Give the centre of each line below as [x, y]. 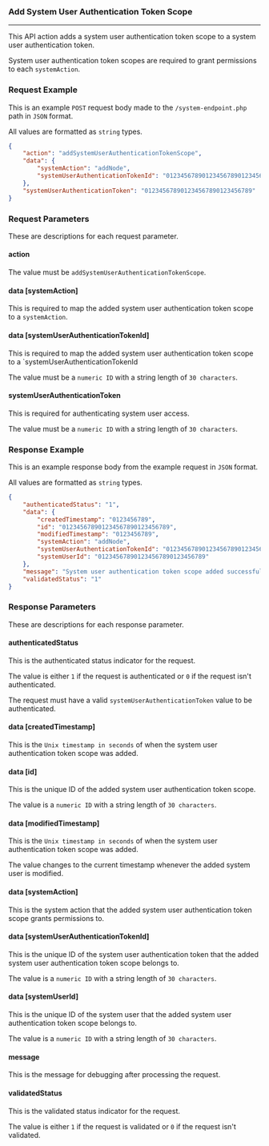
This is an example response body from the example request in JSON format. [133, 467]
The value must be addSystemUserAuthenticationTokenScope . [107, 272]
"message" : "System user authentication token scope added [123, 571]
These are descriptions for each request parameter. [93, 236]
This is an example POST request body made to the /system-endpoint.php [128, 107]
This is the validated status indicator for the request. [94, 1111]
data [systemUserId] [43, 997]
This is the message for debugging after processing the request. [114, 1075]
